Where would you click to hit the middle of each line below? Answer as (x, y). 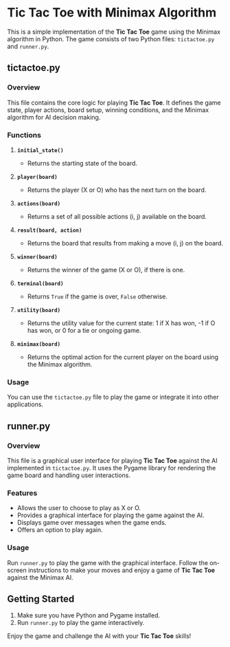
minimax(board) (39, 344)
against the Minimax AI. (40, 577)
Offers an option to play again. (60, 530)
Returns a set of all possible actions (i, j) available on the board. (117, 216)
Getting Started (41, 599)
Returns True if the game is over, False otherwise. (97, 296)
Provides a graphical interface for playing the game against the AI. (111, 515)
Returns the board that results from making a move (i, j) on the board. (125, 243)
